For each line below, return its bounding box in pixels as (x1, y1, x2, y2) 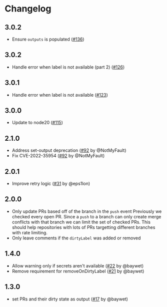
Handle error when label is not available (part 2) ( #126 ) (11, 64, 125, 70)
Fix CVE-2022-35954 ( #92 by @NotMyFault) (11, 153, 105, 159)
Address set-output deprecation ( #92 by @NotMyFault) (11, 147, 126, 153)
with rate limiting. (11, 229, 48, 235)
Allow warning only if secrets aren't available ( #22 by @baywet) (11, 262, 143, 268)
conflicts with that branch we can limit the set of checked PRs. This (11, 219, 151, 225)
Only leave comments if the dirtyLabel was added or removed (11, 235, 141, 241)
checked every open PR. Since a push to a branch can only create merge (11, 213, 161, 219)
